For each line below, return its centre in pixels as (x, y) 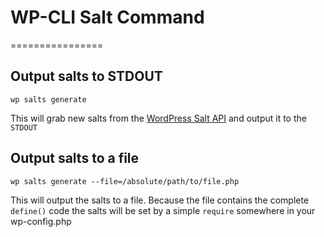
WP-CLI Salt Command (107, 17)
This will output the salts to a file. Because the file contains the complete (160, 200)
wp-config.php (41, 221)
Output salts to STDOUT (86, 76)
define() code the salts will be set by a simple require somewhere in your (163, 210)
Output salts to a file (75, 158)
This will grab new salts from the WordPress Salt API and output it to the (158, 118)
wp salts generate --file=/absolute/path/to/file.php (125, 181)
